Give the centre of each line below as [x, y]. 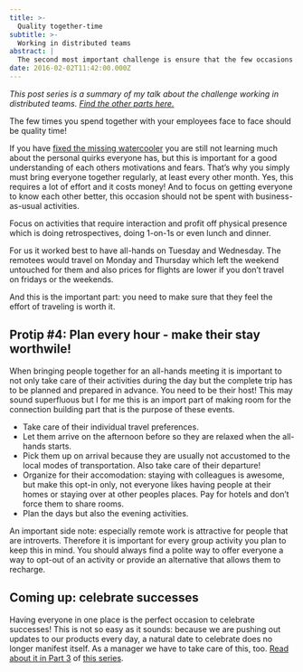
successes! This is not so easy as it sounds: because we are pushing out [145, 629]
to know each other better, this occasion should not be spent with [132, 196]
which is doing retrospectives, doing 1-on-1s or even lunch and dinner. [140, 232]
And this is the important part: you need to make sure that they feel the [141, 297]
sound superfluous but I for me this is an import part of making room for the [150, 400]
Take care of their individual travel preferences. [110, 427]
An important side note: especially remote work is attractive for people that [149, 531]
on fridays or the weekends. [62, 279]
